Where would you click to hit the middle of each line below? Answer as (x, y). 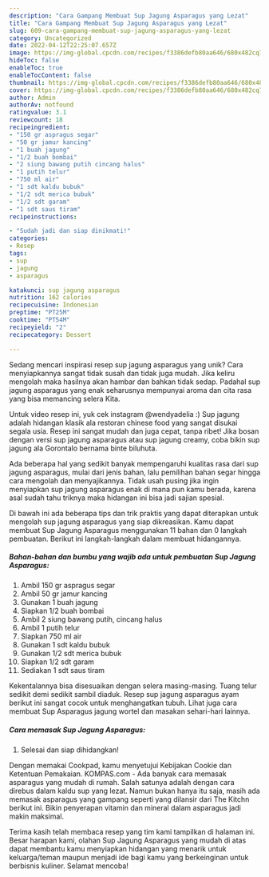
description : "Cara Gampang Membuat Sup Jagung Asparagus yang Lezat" (129, 16)
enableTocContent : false (50, 75)
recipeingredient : (40, 127)
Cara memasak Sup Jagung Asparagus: (77, 730)
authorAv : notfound (42, 105)
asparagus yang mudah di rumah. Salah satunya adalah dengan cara (122, 783)
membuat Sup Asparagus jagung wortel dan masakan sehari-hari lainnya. (130, 711)
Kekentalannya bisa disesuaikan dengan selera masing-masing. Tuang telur (133, 686)
